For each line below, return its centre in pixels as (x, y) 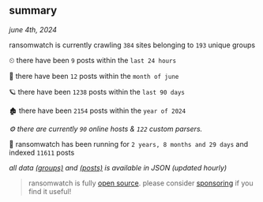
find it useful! (50, 191)
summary (33, 11)
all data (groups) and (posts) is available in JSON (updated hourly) (118, 167)
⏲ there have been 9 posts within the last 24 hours (93, 60)
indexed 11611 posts (42, 152)
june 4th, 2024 (33, 29)
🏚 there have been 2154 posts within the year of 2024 (98, 110)
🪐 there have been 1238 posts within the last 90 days (97, 92)
